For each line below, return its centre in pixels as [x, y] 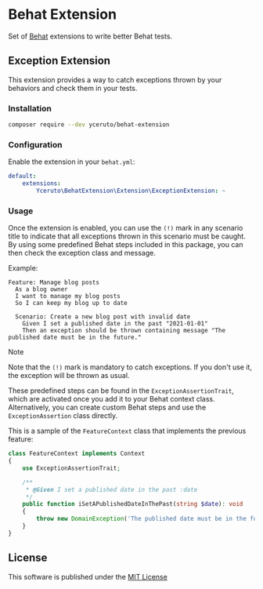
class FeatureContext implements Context [77, 454]
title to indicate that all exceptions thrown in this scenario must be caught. [127, 236]
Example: [23, 268]
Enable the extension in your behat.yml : [72, 162]
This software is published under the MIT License [88, 576]
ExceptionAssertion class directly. [63, 416]
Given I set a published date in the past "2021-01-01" [115, 324]
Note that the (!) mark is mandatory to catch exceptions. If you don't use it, [130, 367]
